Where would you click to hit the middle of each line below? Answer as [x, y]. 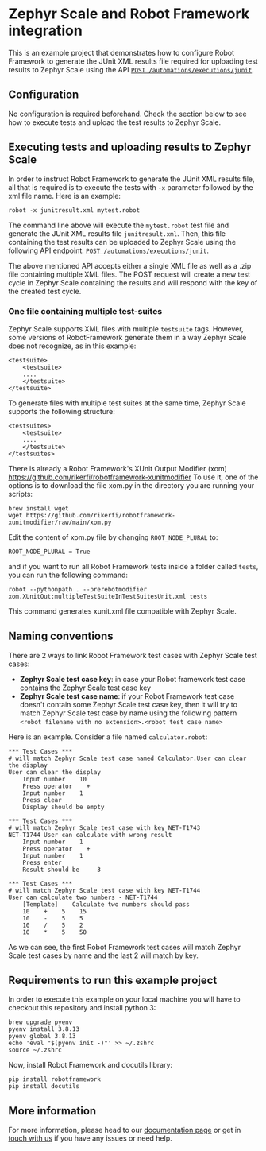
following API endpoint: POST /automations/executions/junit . [108, 250]
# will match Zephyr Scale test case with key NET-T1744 [104, 890]
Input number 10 [55, 779]
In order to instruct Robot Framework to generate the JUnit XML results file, [131, 179]
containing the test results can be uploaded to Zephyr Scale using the [122, 242]
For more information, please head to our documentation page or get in [125, 1130]
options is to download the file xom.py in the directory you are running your [131, 485]
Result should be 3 [62, 870]
